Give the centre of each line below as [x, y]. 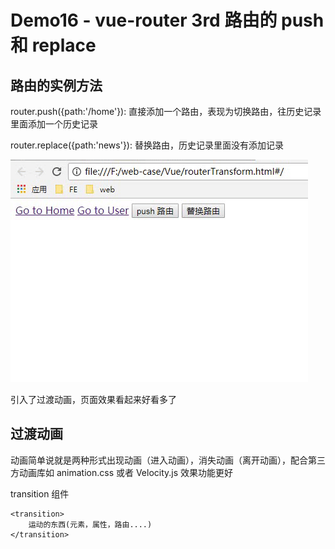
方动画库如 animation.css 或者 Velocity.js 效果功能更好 [122, 472]
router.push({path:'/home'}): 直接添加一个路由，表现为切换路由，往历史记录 [166, 111]
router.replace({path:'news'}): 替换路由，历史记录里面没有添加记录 [147, 145]
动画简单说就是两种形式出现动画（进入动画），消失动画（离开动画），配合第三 [168, 460]
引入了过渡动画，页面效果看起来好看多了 [93, 399]
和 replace [53, 45]
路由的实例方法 [56, 85]
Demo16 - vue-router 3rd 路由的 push [167, 20]
